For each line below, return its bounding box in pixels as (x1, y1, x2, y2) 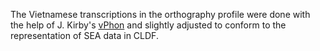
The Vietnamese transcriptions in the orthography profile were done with (10, 9, 311, 20)
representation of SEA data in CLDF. (10, 30, 159, 41)
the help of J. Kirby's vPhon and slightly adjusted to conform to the (10, 19, 287, 31)
